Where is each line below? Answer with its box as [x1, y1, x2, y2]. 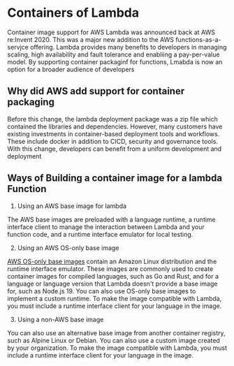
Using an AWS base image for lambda [17, 201, 127, 210]
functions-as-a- [175, 35, 221, 43]
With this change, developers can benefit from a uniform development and [7, 145, 222, 153]
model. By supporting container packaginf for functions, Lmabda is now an [7, 57, 223, 66]
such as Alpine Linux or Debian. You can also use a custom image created [7, 336, 220, 344]
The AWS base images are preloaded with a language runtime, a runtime [7, 215, 217, 224]
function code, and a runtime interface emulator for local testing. [7, 230, 193, 238]
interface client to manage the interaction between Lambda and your [7, 222, 205, 231]
